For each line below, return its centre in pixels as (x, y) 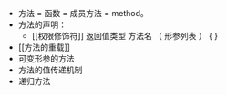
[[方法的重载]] (44, 47)
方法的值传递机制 (50, 70)
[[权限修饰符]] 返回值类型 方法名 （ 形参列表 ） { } (125, 36)
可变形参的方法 (46, 58)
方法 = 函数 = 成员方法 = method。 (83, 13)
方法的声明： (42, 24)
